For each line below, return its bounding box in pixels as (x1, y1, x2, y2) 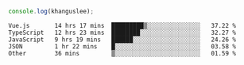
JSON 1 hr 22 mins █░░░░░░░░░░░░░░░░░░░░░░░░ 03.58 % (8, 42, 237, 51)
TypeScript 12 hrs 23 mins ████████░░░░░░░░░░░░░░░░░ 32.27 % (8, 29, 237, 36)
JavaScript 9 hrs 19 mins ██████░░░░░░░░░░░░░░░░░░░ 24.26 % (8, 36, 237, 44)
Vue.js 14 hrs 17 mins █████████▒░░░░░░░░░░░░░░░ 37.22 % (8, 21, 237, 29)
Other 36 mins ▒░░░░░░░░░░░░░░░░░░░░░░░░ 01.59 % (8, 49, 237, 57)
